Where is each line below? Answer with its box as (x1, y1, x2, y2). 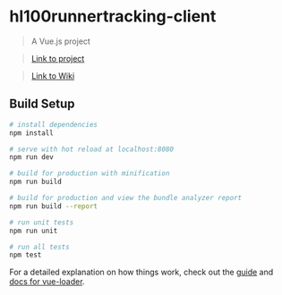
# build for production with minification (9, 169, 170, 178)
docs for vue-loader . (9, 276, 85, 287)
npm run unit (9, 226, 58, 235)
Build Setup (9, 97, 75, 112)
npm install (9, 128, 54, 138)
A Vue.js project (30, 36, 91, 46)
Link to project (30, 53, 85, 63)
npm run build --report (9, 201, 98, 211)
